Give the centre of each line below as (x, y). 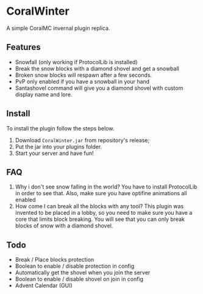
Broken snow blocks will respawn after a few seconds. (84, 75)
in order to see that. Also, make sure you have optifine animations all (101, 193)
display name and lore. (44, 94)
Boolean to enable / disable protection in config (75, 266)
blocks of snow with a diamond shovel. (64, 226)
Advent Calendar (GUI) (44, 285)
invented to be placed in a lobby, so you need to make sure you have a (104, 213)
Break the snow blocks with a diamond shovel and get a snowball (97, 68)
